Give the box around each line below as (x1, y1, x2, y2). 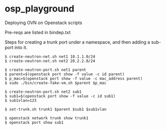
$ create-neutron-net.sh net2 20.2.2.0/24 (5, 58, 95, 63)
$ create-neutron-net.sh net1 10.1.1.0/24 (5, 54, 95, 59)
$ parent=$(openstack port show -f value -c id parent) (5, 71, 125, 77)
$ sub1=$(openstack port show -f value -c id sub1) (5, 93, 116, 98)
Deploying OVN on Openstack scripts (5, 20, 83, 26)
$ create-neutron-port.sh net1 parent (5, 67, 86, 72)
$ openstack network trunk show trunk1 (5, 115, 89, 120)
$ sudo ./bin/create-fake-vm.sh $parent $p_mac (5, 80, 107, 85)
